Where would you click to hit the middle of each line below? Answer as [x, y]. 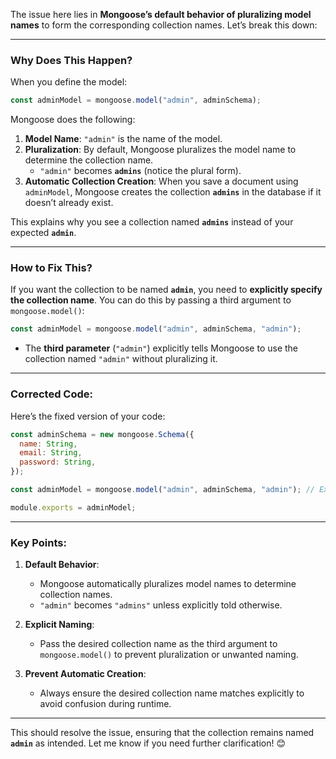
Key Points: [38, 542]
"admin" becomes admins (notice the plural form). [140, 171]
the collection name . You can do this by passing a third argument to [151, 300]
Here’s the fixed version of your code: [88, 416]
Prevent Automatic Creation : [85, 674]
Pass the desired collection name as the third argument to [158, 644]
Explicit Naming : [59, 625]
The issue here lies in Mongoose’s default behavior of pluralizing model [161, 14]
